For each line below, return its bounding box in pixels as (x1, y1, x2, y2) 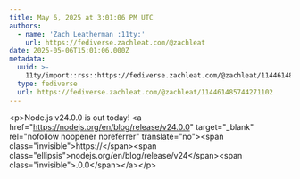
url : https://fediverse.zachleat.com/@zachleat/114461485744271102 (17, 87, 274, 96)
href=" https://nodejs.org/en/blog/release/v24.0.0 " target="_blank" (9, 121, 254, 132)
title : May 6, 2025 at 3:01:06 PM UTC (9, 12, 154, 22)
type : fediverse (17, 79, 78, 88)
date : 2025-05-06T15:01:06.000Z (9, 46, 129, 55)
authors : (9, 21, 42, 30)
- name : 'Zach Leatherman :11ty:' (17, 29, 146, 38)
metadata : (9, 54, 46, 63)
